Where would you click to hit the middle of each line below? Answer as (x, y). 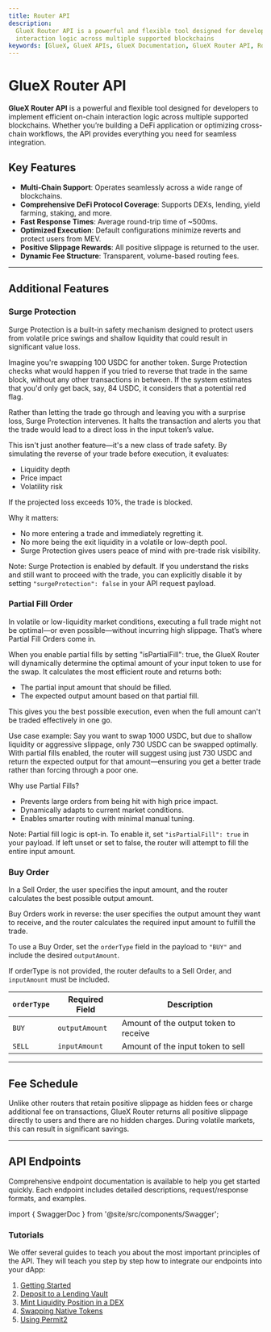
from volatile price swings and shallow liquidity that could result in (118, 338)
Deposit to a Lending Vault (64, 1294)
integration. (27, 143)
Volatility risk (41, 486)
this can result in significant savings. (69, 1129)
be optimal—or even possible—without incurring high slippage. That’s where (135, 630)
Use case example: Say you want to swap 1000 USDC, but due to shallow (130, 735)
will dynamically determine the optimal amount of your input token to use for (135, 663)
